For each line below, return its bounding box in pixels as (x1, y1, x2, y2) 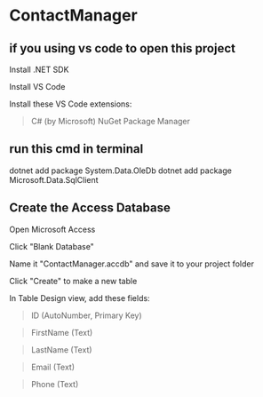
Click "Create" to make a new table (9, 275, 138, 286)
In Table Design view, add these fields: (9, 292, 150, 303)
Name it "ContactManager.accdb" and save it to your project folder (9, 258, 255, 269)
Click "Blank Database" (9, 241, 95, 251)
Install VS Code (9, 82, 66, 91)
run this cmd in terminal (9, 141, 144, 156)
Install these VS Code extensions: (9, 99, 132, 109)
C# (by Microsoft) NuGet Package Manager (30, 116, 191, 126)
